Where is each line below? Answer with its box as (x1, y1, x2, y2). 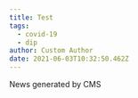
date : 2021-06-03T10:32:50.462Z (9, 54, 129, 63)
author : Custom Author (9, 46, 93, 55)
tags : (9, 21, 29, 30)
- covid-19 (17, 29, 58, 38)
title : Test (9, 12, 53, 22)
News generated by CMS (9, 79, 101, 89)
